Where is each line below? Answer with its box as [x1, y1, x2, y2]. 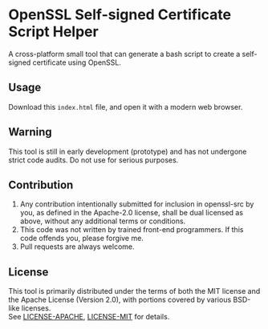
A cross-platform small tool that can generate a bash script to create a [8, 49, 241, 58]
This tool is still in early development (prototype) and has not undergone [8, 146, 247, 156]
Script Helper [8, 22, 99, 41]
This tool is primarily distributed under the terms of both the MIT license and [8, 287, 261, 296]
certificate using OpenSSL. [32, 58, 122, 67]
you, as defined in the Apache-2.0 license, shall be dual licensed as [19, 208, 243, 218]
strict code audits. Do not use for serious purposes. [8, 154, 179, 165]
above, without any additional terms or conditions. [19, 216, 186, 226]
